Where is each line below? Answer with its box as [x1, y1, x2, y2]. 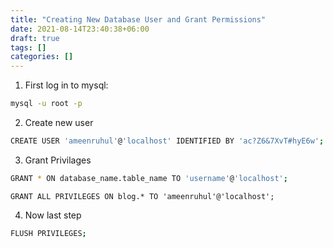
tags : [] [10, 42, 47, 53]
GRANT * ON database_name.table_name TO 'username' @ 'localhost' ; [10, 173, 288, 183]
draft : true [10, 33, 60, 43]
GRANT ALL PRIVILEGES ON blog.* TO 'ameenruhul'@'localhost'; [10, 191, 275, 201]
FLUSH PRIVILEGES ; [10, 228, 87, 238]
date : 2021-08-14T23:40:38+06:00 [10, 24, 150, 34]
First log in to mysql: [24, 79, 109, 91]
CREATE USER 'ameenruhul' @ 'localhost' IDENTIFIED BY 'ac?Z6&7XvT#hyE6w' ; [10, 136, 325, 146]
